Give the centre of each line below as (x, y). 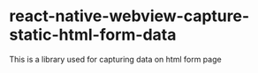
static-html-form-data (93, 35)
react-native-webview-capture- (129, 16)
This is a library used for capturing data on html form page (116, 59)
